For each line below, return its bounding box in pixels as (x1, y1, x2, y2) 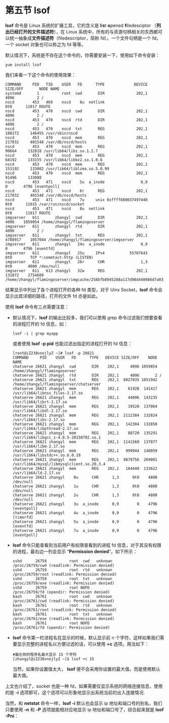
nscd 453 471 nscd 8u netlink (5, 206, 105, 211)
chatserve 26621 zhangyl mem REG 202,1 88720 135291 (12, 430, 157, 436)
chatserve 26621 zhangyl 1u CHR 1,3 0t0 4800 (12, 484, 157, 489)
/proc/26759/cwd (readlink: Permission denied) (12, 563, 115, 568)
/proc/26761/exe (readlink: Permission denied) (12, 616, 115, 621)
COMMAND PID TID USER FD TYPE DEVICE (5, 82, 148, 87)
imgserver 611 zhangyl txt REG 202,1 (5, 233, 148, 238)
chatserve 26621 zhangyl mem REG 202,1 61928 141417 (12, 386, 157, 391)
